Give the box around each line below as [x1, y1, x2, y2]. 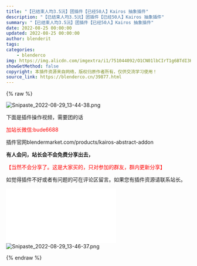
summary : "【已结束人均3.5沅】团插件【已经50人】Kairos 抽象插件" [6, 19, 154, 25]
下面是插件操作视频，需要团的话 [6, 114, 83, 121]
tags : [6, 42, 19, 48]
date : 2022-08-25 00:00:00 [6, 25, 72, 31]
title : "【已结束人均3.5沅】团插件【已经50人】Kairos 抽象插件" [6, 8, 149, 15]
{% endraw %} [6, 254, 42, 261]
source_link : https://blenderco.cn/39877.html [6, 74, 122, 80]
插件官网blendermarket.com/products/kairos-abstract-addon [6, 139, 154, 146]
